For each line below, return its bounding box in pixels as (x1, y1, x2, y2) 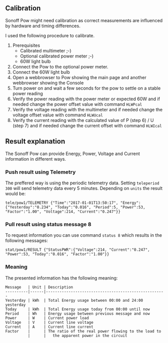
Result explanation (5, 137, 66, 146)
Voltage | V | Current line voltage (5, 320, 94, 325)
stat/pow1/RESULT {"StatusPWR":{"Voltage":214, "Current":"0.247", (5, 247, 150, 252)
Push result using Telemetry (5, 168, 76, 175)
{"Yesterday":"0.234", (5, 204, 53, 210)
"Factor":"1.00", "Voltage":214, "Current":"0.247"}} (5, 209, 121, 214)
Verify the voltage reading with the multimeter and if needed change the (12, 106, 163, 112)
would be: (5, 190, 26, 196)
